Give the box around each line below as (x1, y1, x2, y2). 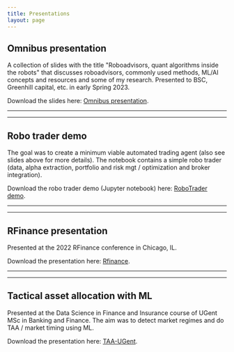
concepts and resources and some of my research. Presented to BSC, (7, 76, 208, 84)
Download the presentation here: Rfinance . (7, 257, 130, 265)
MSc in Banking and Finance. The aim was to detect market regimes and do (7, 316, 224, 324)
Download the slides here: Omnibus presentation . (7, 97, 149, 105)
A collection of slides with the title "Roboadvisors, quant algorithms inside (7, 61, 219, 70)
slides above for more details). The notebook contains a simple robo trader (7, 156, 221, 164)
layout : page (7, 17, 45, 24)
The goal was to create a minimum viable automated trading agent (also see (7, 148, 225, 157)
